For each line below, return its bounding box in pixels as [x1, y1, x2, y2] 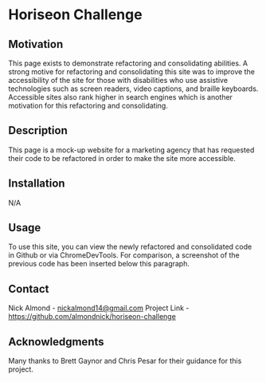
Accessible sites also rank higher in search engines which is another [8, 93, 233, 101]
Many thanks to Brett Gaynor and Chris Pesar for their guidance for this [8, 356, 242, 366]
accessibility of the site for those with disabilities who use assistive [8, 76, 229, 85]
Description [8, 124, 68, 137]
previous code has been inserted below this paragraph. [8, 259, 190, 269]
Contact [8, 282, 49, 296]
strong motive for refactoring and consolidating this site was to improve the [8, 67, 255, 77]
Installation [8, 177, 65, 191]
